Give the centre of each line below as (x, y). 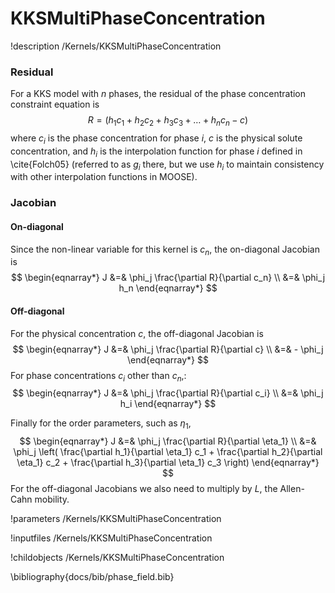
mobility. (52, 499)
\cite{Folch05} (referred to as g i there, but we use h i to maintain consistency (167, 165)
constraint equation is (55, 104)
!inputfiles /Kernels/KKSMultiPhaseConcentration (111, 538)
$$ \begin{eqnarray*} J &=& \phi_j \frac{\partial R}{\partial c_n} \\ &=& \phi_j (168, 278)
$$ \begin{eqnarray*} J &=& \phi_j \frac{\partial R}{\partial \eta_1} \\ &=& (168, 441)
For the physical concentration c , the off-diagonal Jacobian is (137, 333)
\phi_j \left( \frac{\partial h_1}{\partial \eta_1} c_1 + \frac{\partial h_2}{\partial (168, 452)
